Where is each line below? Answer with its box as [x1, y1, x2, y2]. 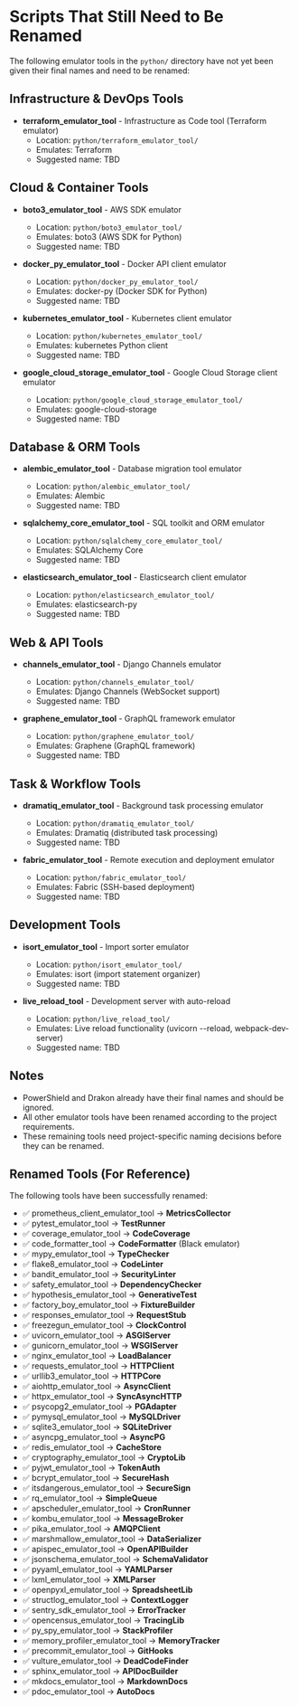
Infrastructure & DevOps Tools [9, 91, 184, 107]
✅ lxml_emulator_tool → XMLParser [22, 1574, 156, 1585]
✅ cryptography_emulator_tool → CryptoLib [22, 1452, 186, 1463]
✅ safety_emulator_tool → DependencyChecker [22, 1279, 202, 1290]
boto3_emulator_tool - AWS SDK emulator [22, 204, 182, 214]
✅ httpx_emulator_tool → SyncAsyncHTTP [22, 1391, 182, 1402]
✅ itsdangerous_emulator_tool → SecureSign [22, 1483, 191, 1493]
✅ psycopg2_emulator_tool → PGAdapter [22, 1401, 178, 1412]
